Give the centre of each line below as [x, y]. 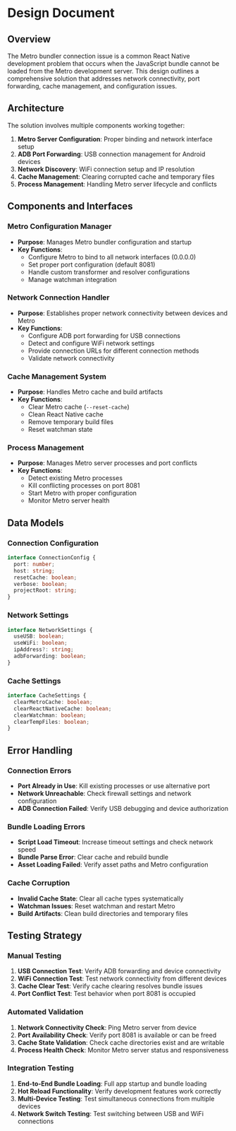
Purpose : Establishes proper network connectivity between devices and [122, 313]
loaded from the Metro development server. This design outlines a [103, 71]
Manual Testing [35, 956]
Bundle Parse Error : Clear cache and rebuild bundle [93, 857]
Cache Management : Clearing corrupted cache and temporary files [116, 176]
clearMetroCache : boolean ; [53, 702]
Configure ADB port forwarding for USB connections [104, 335]
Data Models [36, 523]
